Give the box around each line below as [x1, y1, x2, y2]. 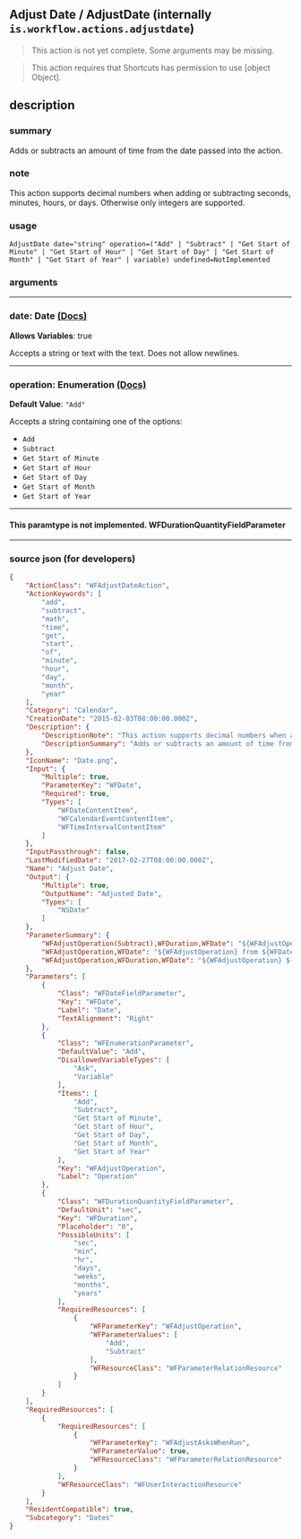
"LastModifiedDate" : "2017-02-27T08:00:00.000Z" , [25, 856, 215, 865]
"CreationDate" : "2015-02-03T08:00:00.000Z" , [25, 714, 199, 723]
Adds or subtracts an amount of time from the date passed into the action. [9, 145, 283, 156]
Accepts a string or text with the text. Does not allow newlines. [9, 347, 240, 358]
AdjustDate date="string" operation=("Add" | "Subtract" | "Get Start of [9, 240, 291, 249]
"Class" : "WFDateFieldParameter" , [56, 989, 186, 998]
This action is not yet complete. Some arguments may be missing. [30, 45, 275, 56]
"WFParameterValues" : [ [89, 1330, 178, 1339]
